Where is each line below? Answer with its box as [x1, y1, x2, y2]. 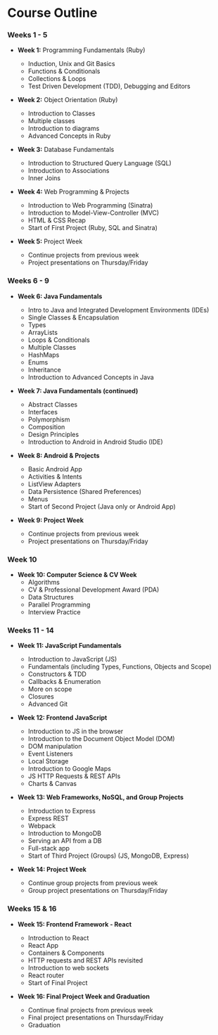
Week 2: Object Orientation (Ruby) [17, 96, 118, 104]
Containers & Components [27, 948, 105, 957]
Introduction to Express [27, 807, 96, 815]
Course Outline [7, 5, 98, 21]
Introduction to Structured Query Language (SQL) [27, 159, 172, 167]
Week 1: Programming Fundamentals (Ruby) [17, 46, 146, 54]
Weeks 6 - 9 [7, 276, 49, 286]
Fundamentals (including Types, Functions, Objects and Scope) [27, 663, 212, 671]
